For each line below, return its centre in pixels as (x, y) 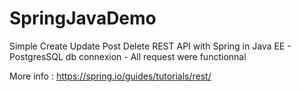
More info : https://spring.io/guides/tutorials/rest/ (110, 76)
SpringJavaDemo (83, 18)
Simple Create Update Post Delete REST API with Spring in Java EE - (150, 46)
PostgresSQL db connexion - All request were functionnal (128, 56)
